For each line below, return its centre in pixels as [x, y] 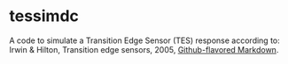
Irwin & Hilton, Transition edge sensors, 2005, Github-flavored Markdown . [144, 49]
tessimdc [44, 16]
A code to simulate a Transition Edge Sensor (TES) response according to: [145, 40]
